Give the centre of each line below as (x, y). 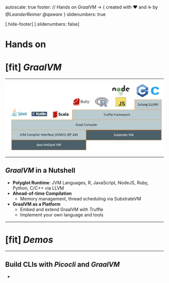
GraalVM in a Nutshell (40, 170)
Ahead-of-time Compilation (42, 193)
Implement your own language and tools (62, 215)
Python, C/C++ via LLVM (38, 188)
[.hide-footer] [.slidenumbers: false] (42, 24)
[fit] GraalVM (33, 67)
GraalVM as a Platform (36, 204)
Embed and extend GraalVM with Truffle (62, 209)
